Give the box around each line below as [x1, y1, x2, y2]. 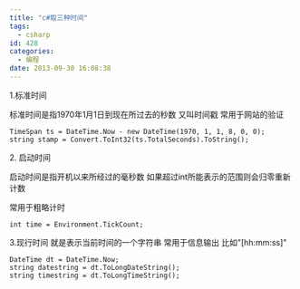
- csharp [17, 30, 51, 39]
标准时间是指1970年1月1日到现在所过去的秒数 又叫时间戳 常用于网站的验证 [9, 109, 284, 120]
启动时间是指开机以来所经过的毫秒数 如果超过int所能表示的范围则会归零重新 [9, 171, 292, 182]
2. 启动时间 [9, 151, 52, 163]
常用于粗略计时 [9, 201, 65, 213]
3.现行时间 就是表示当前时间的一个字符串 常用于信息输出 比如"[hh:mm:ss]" [9, 236, 287, 247]
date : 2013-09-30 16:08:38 [9, 64, 111, 73]
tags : [9, 22, 30, 31]
